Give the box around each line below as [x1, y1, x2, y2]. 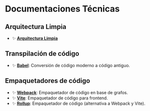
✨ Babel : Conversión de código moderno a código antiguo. [12, 62, 130, 68]
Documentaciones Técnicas [5, 3, 120, 14]
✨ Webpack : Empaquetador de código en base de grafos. [12, 89, 128, 95]
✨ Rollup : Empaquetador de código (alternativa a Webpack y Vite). [12, 100, 146, 106]
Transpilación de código [5, 50, 79, 58]
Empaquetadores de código [5, 77, 90, 85]
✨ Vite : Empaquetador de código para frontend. [12, 95, 108, 101]
